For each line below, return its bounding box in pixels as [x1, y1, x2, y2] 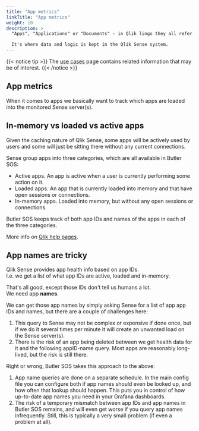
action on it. [14, 178, 44, 185]
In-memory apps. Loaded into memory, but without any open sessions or [14, 197, 194, 205]
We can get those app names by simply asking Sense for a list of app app [6, 301, 186, 309]
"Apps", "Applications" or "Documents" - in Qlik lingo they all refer [11, 31, 193, 37]
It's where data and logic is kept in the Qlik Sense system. [11, 42, 169, 48]
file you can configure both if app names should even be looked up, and [14, 380, 191, 388]
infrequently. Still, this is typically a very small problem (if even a [14, 412, 172, 419]
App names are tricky [6, 250, 87, 260]
